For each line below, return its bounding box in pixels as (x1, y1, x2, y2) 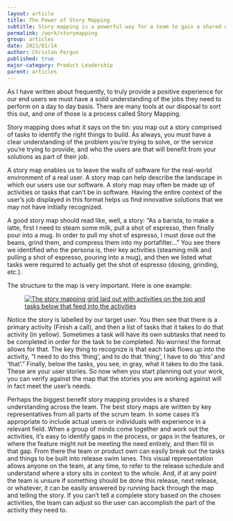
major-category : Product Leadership (7, 62, 113, 69)
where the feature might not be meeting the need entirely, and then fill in (7, 439, 214, 447)
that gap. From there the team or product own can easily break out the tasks (7, 447, 225, 455)
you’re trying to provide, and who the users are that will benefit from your (7, 145, 217, 153)
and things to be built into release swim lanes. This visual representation (7, 454, 214, 462)
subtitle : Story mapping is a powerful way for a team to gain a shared (7, 23, 222, 30)
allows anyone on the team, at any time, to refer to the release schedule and (7, 461, 224, 470)
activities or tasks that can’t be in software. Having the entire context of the (7, 188, 223, 196)
